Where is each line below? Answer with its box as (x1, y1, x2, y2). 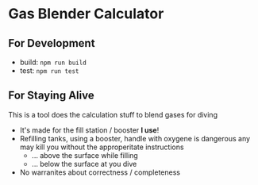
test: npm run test (19, 66, 79, 75)
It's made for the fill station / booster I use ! (19, 125, 160, 135)
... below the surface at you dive (31, 159, 137, 168)
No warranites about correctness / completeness (19, 168, 181, 177)
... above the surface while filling (31, 150, 139, 160)
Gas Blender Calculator (8, 5, 164, 23)
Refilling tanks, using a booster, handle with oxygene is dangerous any (19, 133, 251, 143)
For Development (8, 37, 95, 50)
